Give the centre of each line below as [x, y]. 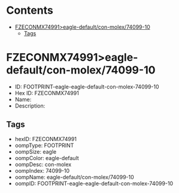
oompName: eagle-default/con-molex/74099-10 [75, 177]
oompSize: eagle [36, 151]
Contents [30, 10]
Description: [30, 106]
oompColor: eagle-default [47, 158]
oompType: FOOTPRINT [44, 145]
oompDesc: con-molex [43, 164]
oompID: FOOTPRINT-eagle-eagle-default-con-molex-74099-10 [94, 183]
